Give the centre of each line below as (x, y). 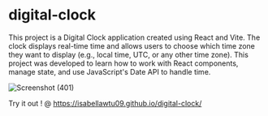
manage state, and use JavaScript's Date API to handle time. (110, 71)
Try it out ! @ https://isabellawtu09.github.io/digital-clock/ (105, 103)
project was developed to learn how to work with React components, (123, 63)
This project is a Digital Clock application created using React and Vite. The (134, 37)
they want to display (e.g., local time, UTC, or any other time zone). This (129, 54)
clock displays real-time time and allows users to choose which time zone (132, 45)
